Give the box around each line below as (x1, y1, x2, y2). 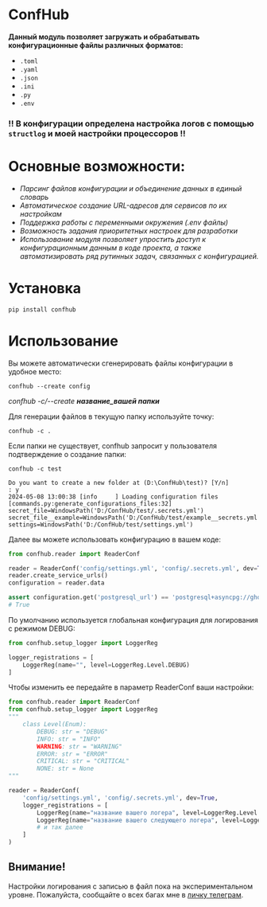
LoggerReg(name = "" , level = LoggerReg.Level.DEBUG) (22, 661, 191, 669)
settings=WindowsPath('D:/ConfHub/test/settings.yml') (8, 520, 194, 529)
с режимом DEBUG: (8, 624, 75, 633)
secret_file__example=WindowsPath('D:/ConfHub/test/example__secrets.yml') (8, 514, 265, 522)
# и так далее (37, 823, 83, 831)
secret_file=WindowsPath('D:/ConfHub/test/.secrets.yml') (8, 506, 204, 514)
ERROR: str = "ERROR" (37, 750, 109, 758)
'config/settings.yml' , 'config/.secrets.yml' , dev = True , (22, 794, 219, 802)
